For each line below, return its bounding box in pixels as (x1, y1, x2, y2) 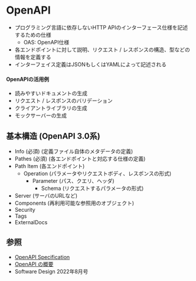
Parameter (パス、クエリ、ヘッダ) (32, 177, 115, 184)
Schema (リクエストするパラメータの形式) (41, 185, 144, 192)
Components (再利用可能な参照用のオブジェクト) (14, 199, 135, 206)
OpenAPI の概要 (14, 260, 54, 267)
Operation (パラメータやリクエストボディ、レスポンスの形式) (23, 170, 172, 177)
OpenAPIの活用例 (6, 75, 50, 83)
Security (14, 206, 35, 213)
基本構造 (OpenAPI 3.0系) (6, 131, 100, 141)
